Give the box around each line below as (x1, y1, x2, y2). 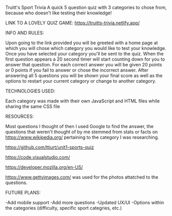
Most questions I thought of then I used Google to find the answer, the (5, 123, 154, 129)
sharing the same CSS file (5, 103, 60, 110)
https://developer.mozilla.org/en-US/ (5, 164, 83, 170)
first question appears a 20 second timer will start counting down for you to (5, 56, 165, 62)
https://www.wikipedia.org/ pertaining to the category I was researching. (5, 134, 159, 140)
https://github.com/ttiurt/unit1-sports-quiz (5, 144, 94, 150)
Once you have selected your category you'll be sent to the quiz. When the (5, 51, 164, 57)
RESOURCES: (5, 113, 34, 119)
